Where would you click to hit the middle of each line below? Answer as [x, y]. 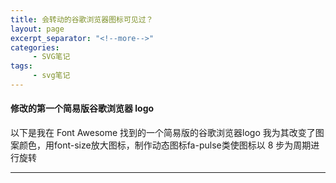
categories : [35, 47]
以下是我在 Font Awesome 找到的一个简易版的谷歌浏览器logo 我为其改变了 [163, 133]
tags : [21, 66]
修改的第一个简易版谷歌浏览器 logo [82, 108]
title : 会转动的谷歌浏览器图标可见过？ [82, 19]
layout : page [37, 29]
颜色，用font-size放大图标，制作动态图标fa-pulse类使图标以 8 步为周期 [165, 145]
